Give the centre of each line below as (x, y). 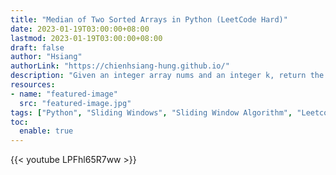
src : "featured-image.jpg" (75, 103)
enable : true (46, 131)
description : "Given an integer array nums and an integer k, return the (167, 76)
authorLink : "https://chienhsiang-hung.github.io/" (120, 66)
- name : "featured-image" (64, 94)
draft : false (37, 47)
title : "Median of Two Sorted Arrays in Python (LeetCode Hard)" (149, 19)
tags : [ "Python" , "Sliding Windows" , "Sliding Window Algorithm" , (151, 112)
